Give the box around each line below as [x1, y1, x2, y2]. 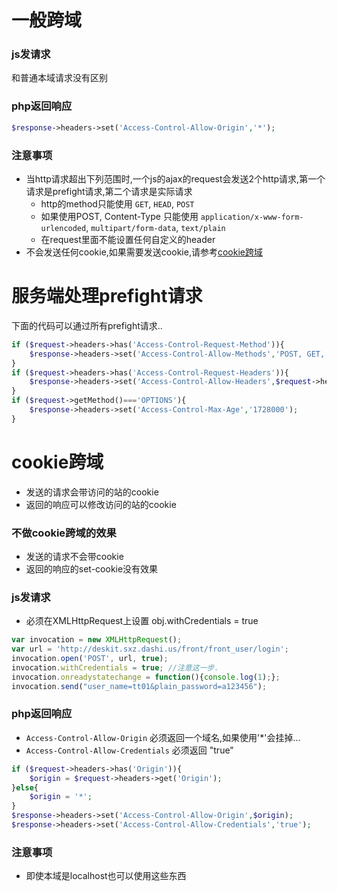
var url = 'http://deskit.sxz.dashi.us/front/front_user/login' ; [11, 644, 289, 655]
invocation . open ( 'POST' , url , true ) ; [11, 654, 169, 664]
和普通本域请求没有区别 [11, 72, 108, 84]
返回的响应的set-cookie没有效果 [25, 563, 159, 575]
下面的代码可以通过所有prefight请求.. [11, 319, 163, 331]
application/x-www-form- [200, 212, 304, 222]
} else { [11, 782, 39, 793]
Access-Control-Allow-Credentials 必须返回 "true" [25, 744, 234, 756]
